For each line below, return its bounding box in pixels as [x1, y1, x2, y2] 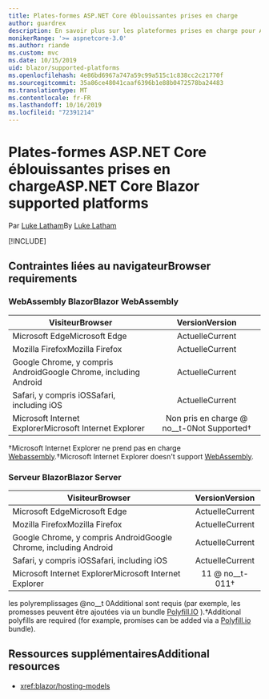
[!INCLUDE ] [8, 236, 46, 245]
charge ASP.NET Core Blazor [8, 177, 200, 196]
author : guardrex [8, 19, 66, 27]
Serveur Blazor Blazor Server [8, 471, 122, 483]
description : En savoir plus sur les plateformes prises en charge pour [8, 26, 256, 34]
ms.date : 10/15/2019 [8, 57, 78, 65]
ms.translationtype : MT [8, 86, 88, 95]
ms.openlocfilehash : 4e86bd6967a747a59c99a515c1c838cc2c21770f [8, 71, 224, 79]
